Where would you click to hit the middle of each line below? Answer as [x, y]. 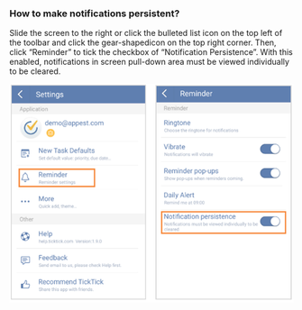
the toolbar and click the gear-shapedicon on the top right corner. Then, [143, 42]
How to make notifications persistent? [95, 14]
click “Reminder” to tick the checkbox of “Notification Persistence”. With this [151, 52]
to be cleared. [35, 71]
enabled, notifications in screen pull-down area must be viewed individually [150, 62]
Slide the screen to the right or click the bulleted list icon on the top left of [146, 33]
